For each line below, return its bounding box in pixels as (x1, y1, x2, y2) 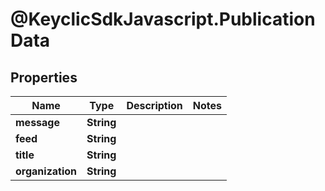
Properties (10, 69, 78, 86)
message (15, 116, 60, 129)
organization (15, 164, 78, 178)
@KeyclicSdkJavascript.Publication (10, 8, 316, 31)
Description (126, 99, 183, 112)
